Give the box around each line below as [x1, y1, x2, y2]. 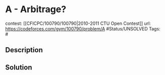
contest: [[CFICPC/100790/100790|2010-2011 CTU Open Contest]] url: [5, 20, 151, 26]
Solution [5, 63, 32, 71]
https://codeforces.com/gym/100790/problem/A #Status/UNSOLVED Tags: [5, 25, 160, 31]
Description [5, 46, 43, 54]
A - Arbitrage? [5, 4, 67, 15]
